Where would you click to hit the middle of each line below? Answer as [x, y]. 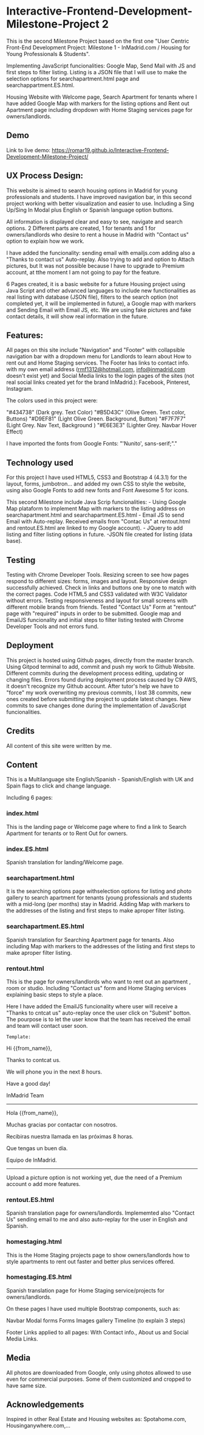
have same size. [26, 1385]
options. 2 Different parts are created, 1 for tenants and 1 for [81, 228]
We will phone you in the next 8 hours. [54, 1072]
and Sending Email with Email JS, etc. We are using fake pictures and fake [99, 310]
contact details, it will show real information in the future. [77, 316]
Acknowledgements [45, 1405]
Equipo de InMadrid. [32, 1160]
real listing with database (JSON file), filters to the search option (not [92, 297]
